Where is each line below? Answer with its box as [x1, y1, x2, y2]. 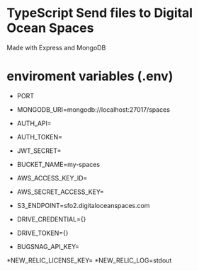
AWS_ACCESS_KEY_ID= [16, 173, 88, 182]
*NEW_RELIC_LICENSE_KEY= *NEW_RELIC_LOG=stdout [6, 256, 172, 265]
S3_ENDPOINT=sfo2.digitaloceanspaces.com [16, 201, 150, 209]
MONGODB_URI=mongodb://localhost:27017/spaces [16, 105, 171, 114]
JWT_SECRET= [16, 146, 62, 155]
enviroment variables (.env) [6, 69, 174, 84]
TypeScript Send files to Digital [6, 5, 193, 21]
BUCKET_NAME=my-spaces [16, 160, 101, 168]
